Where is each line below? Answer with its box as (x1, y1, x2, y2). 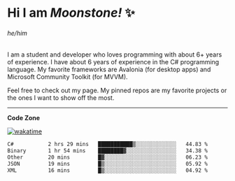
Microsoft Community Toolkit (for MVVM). (7, 73, 128, 81)
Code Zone (7, 114, 41, 122)
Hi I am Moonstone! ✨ (7, 5, 135, 21)
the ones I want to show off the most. (7, 94, 115, 102)
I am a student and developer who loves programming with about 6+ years (7, 50, 222, 59)
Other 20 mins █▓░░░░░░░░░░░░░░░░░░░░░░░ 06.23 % (7, 154, 208, 161)
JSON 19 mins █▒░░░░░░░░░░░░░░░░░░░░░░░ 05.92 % (7, 161, 208, 168)
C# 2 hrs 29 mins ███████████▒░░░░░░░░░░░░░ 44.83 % (7, 141, 208, 148)
